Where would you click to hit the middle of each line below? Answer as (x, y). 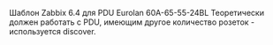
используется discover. (53, 31)
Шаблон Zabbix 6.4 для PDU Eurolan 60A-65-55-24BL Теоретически (137, 13)
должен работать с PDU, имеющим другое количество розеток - (132, 22)
